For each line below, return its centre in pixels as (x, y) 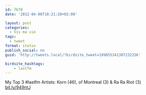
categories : (17, 27)
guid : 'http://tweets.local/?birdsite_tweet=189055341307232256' (73, 55)
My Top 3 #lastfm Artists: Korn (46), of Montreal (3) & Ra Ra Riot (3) (73, 82)
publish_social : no (25, 50)
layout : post (18, 23)
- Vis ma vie (23, 32)
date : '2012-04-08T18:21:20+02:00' (41, 14)
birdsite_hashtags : (25, 64)
